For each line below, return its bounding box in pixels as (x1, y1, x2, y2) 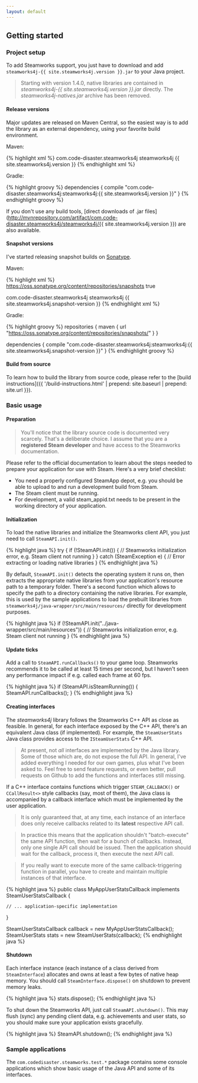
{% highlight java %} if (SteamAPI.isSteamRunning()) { (6, 683, 138, 690)
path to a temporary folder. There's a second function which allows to (6, 584, 176, 591)
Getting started (6, 31, 64, 41)
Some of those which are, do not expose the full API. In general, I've (20, 753, 187, 760)
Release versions (6, 105, 50, 112)
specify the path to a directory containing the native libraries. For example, (6, 589, 188, 597)
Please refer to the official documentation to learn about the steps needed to (6, 459, 193, 466)
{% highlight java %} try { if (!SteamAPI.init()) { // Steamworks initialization (6, 547, 186, 554)
